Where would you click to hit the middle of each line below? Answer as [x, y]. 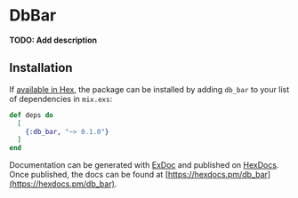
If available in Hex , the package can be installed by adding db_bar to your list [149, 89]
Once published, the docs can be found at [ [89, 175]
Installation [41, 68]
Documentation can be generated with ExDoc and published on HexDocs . [144, 165]
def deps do [31, 115]
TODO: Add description [53, 40]
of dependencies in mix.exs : [61, 99]
